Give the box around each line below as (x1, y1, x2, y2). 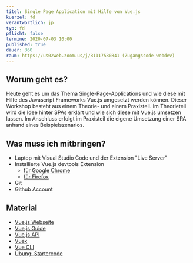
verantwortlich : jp (6, 20, 54, 25)
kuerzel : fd (6, 14, 35, 20)
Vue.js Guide (14, 225, 46, 232)
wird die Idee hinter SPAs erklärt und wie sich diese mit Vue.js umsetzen (6, 109, 181, 116)
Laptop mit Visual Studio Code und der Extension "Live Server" (14, 154, 168, 161)
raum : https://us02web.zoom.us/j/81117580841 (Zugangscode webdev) (6, 53, 175, 59)
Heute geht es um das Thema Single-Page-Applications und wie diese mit (6, 90, 185, 98)
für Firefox (23, 173, 49, 180)
